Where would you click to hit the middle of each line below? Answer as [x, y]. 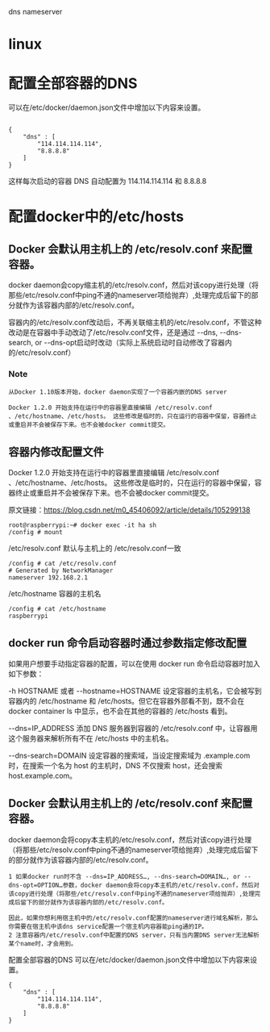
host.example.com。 [43, 776]
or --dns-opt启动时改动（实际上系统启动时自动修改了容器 [130, 343]
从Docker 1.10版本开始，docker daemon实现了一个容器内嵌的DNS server [118, 392]
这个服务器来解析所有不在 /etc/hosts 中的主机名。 [91, 738]
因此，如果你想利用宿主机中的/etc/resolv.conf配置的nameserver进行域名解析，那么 [133, 918]
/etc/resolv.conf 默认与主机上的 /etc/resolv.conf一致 [95, 549]
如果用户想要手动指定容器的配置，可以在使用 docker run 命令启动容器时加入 [134, 664]
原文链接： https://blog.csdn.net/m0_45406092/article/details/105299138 [129, 510]
